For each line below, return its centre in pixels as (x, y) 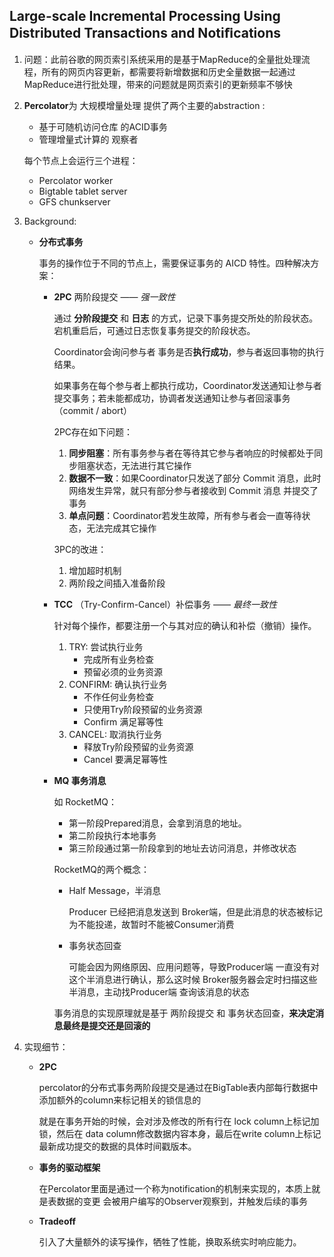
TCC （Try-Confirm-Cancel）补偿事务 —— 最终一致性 (165, 604)
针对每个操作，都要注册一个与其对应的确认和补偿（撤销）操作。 (185, 625)
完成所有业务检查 (118, 659)
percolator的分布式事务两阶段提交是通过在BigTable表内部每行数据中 (178, 1087)
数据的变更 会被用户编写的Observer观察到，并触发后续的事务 (182, 1201)
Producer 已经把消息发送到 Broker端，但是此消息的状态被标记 (196, 911)
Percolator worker (76, 180)
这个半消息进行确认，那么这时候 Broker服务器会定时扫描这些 (193, 979)
